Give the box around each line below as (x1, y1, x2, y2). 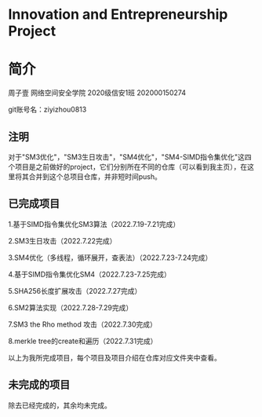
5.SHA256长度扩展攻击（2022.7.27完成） (8, 286, 142, 295)
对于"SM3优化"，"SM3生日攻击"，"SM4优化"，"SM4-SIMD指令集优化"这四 (8, 152, 253, 162)
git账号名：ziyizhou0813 (8, 104, 87, 115)
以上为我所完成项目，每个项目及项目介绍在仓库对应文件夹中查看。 (8, 353, 221, 362)
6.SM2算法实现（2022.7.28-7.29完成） (8, 302, 133, 312)
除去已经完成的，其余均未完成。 (8, 401, 111, 410)
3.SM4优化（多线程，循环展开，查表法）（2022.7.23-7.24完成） (8, 253, 213, 262)
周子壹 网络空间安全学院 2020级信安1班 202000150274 (8, 88, 187, 97)
